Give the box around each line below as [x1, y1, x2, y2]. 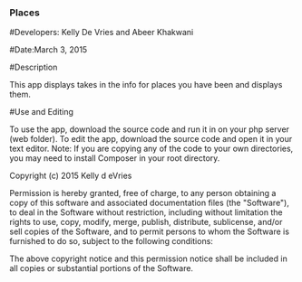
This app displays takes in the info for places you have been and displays [9, 80, 283, 90]
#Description [9, 61, 58, 73]
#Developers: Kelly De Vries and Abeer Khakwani [9, 27, 194, 38]
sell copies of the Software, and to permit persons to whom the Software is [9, 226, 290, 237]
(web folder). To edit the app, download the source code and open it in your [9, 134, 293, 145]
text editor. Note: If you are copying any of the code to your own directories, [9, 143, 294, 155]
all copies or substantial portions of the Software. [9, 263, 193, 274]
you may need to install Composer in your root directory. [9, 153, 220, 164]
